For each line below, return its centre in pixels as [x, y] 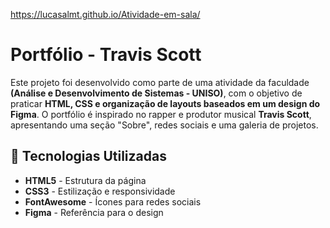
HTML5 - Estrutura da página [85, 180]
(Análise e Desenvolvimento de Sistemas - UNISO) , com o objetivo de [156, 93]
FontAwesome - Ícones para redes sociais [113, 201]
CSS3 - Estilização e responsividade [100, 191]
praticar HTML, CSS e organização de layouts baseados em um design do [165, 103]
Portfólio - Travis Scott [106, 55]
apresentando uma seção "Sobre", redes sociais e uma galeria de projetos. [164, 125]
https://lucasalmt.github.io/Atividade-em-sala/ [105, 14]
